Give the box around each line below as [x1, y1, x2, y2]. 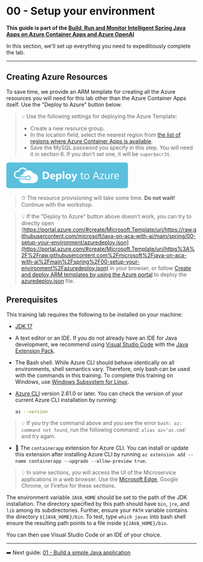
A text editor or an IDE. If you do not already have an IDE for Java [14, 334, 177, 341]
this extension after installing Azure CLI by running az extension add [14, 451, 185, 458]
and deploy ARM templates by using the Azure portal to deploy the [21, 271, 187, 278]
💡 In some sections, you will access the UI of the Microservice [21, 469, 176, 476]
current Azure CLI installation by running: [14, 396, 118, 403]
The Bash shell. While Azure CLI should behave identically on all [14, 358, 175, 366]
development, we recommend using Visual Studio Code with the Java [14, 340, 188, 348]
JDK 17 [14, 322, 33, 330]
